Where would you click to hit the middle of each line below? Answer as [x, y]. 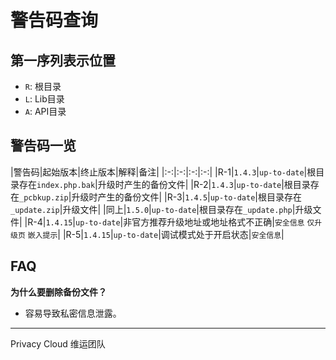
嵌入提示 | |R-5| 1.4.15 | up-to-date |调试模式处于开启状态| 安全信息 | [156, 234]
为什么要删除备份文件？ [58, 292]
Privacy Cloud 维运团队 [58, 343]
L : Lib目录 [44, 99]
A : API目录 [45, 111]
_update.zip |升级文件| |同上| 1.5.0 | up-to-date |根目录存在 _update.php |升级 [161, 209]
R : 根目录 [43, 86]
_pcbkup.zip [44, 197]
